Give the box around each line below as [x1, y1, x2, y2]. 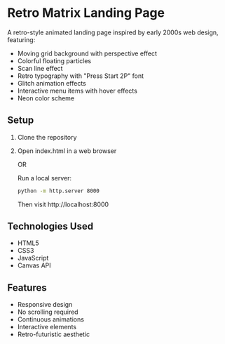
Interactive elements [17, 323, 77, 331]
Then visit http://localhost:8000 [17, 200, 109, 209]
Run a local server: [17, 173, 72, 182]
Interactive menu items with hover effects [17, 86, 138, 95]
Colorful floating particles [17, 56, 92, 65]
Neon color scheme [17, 93, 75, 102]
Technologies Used [7, 220, 93, 232]
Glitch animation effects [17, 79, 86, 87]
